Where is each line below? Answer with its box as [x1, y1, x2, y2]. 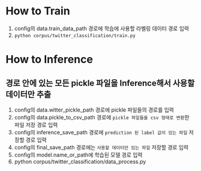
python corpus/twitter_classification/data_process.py [14, 158, 146, 165]
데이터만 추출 [5, 89, 52, 100]
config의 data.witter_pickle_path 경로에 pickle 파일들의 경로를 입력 [14, 106, 175, 113]
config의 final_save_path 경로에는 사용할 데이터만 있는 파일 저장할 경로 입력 [14, 143, 189, 151]
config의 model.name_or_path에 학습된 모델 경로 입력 [14, 151, 143, 158]
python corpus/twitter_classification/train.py [14, 32, 136, 38]
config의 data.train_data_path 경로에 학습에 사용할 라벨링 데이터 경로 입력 [14, 25, 190, 32]
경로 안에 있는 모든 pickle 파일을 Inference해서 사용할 [5, 78, 195, 88]
